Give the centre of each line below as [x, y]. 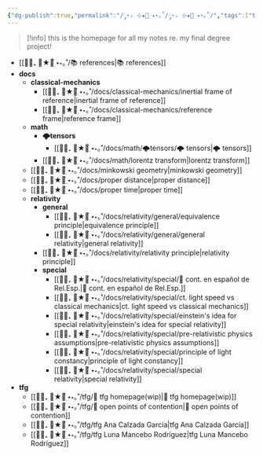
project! [39, 46]
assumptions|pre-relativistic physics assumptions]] [137, 342]
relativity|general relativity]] [99, 243]
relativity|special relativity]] [98, 379]
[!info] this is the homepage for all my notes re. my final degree [128, 38]
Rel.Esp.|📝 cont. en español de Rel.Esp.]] [120, 288]
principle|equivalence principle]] [106, 225]
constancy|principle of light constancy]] [119, 360]
